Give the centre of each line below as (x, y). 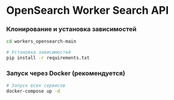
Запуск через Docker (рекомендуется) (66, 74)
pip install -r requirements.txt (48, 58)
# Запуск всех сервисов (36, 86)
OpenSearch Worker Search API (88, 10)
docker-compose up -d (33, 91)
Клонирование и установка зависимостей (71, 29)
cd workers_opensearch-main (41, 42)
